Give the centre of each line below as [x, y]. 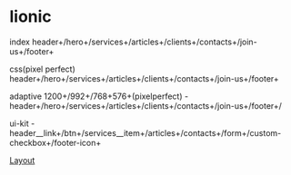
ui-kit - [22, 123]
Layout [22, 160]
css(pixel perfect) [42, 69]
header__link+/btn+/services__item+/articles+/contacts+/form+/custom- [145, 132]
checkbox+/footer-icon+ [55, 142]
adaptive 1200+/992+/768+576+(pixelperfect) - [99, 96]
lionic [30, 17]
